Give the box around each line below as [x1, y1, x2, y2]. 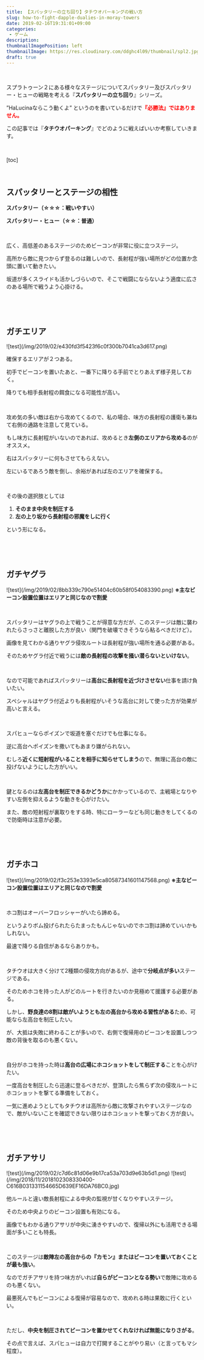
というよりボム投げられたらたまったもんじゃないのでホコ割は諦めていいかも [6, 922, 197, 929]
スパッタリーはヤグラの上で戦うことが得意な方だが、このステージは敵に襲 [6, 619, 192, 626]
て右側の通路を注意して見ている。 [6, 421, 92, 429]
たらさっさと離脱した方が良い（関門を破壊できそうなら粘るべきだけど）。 [11, 626, 195, 634]
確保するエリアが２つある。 [6, 356, 76, 363]
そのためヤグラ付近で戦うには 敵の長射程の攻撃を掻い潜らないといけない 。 [6, 652, 192, 659]
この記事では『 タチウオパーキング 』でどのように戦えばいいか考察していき [6, 124, 192, 131]
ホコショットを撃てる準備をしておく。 [6, 1089, 102, 1096]
